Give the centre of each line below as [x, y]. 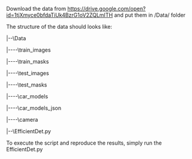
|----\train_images [28, 50]
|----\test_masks [27, 85]
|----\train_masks [28, 61]
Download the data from [36, 9]
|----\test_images [28, 73]
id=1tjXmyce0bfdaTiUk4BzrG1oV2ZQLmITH [59, 15]
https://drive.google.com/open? [106, 9]
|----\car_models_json [34, 108]
